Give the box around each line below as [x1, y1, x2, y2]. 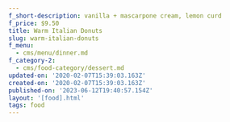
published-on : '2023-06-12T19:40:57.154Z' [8, 86, 153, 95]
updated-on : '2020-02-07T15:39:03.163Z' [8, 71, 147, 79]
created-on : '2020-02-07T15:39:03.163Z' [8, 79, 147, 87]
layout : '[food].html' [8, 94, 85, 102]
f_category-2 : [8, 57, 56, 65]
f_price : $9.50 [8, 19, 60, 27]
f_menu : [8, 42, 35, 50]
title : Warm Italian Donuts [8, 26, 103, 35]
